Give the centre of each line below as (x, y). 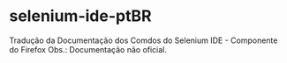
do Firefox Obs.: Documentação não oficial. (88, 49)
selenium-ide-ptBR (80, 16)
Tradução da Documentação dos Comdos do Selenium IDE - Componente (143, 40)
